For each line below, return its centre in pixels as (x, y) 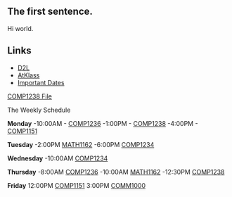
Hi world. (20, 28)
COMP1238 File (30, 96)
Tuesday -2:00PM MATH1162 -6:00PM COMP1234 (81, 144)
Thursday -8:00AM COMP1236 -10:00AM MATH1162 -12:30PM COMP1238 (116, 172)
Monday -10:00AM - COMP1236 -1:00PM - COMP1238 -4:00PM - (103, 123)
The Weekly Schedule (39, 110)
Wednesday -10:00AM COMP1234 (58, 158)
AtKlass (28, 75)
